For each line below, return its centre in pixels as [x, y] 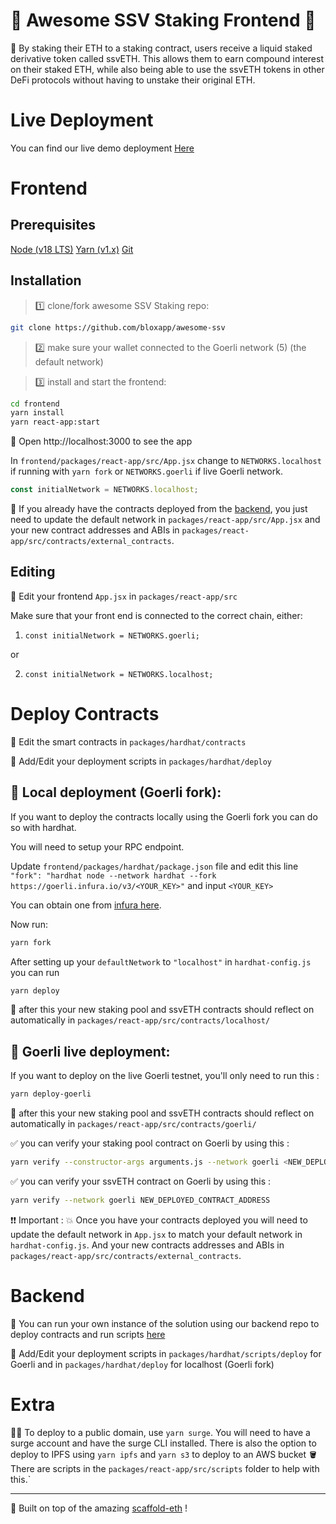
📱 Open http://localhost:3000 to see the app [101, 441]
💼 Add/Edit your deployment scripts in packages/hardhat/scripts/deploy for [166, 1353]
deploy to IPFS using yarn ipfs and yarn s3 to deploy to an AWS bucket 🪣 [164, 1454]
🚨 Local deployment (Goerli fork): [116, 792]
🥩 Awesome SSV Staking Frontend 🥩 [163, 20]
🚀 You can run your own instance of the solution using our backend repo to [165, 1323]
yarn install [37, 413]
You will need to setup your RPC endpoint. [97, 846]
